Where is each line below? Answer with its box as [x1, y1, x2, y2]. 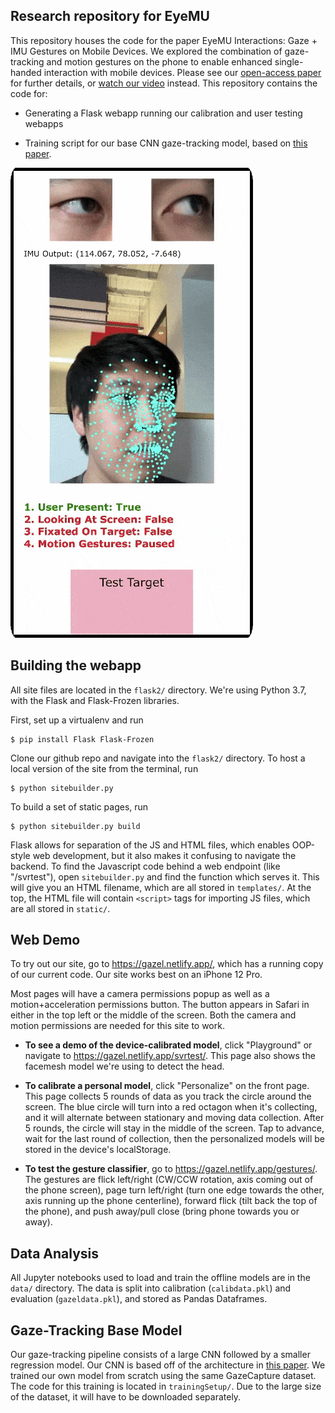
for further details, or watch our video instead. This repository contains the [10, 77, 318, 89]
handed [10, 66, 42, 78]
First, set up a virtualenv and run [10, 714, 144, 726]
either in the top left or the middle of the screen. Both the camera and [10, 1009, 297, 1021]
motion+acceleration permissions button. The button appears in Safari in [10, 999, 310, 1011]
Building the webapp [10, 657, 142, 674]
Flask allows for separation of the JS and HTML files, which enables [10, 839, 290, 851]
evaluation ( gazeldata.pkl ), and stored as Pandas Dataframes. [10, 1293, 268, 1305]
